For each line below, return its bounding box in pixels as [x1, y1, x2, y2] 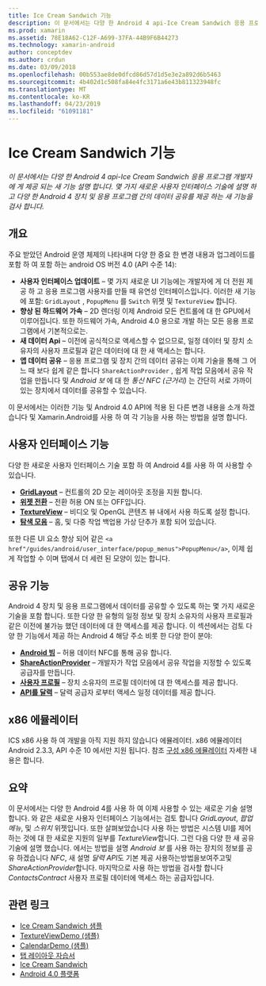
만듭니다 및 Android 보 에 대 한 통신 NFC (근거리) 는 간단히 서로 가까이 [34, 375, 253, 385]
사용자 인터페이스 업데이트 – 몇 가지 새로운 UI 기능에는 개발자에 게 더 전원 [19, 276, 245, 286]
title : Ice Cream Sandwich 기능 [8, 11, 112, 20]
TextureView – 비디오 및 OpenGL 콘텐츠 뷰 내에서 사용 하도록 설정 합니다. [19, 507, 251, 516]
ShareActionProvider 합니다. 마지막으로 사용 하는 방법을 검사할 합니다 [8, 863, 224, 873]
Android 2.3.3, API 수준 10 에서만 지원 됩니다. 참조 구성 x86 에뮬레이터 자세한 [8, 746, 249, 755]
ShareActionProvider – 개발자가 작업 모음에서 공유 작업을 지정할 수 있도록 [19, 658, 252, 667]
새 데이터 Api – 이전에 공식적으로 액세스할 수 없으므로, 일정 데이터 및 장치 [19, 336, 245, 345]
